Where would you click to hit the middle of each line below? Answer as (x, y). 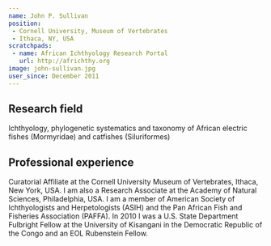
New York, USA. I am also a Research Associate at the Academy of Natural (133, 190)
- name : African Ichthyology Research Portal (90, 53)
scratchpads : (30, 46)
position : (25, 23)
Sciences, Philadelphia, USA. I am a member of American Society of (122, 199)
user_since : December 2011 (54, 76)
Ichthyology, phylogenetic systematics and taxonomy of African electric (128, 128)
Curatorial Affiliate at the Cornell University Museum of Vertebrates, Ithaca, (133, 182)
